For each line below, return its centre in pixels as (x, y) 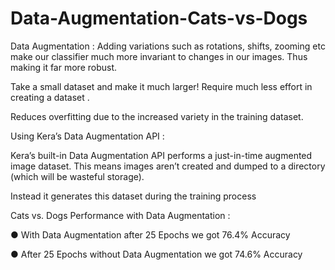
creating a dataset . (50, 97)
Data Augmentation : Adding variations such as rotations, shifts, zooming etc (168, 46)
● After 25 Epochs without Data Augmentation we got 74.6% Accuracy (156, 254)
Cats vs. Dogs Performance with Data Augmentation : (120, 215)
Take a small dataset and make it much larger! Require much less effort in (161, 86)
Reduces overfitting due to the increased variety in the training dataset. (157, 116)
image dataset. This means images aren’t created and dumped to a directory (168, 166)
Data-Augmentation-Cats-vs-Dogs (159, 18)
